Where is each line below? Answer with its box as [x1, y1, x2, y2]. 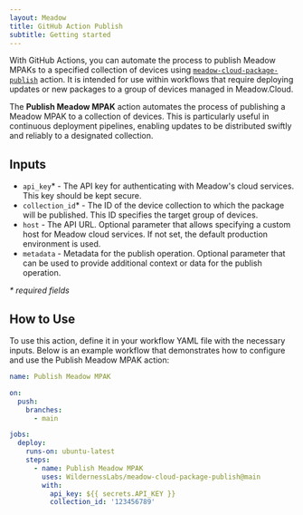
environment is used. [22, 238, 101, 249]
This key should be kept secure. [22, 190, 142, 201]
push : [17, 396, 39, 406]
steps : [25, 455, 51, 464]
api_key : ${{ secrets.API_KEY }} [49, 489, 176, 499]
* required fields [9, 285, 70, 296]
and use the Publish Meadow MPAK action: [9, 355, 170, 365]
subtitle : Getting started [9, 30, 111, 39]
